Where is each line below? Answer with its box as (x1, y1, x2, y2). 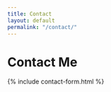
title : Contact (7, 10, 52, 18)
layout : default (7, 17, 55, 24)
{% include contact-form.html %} (7, 77, 105, 86)
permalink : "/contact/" (7, 23, 78, 30)
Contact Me (7, 54, 78, 70)
